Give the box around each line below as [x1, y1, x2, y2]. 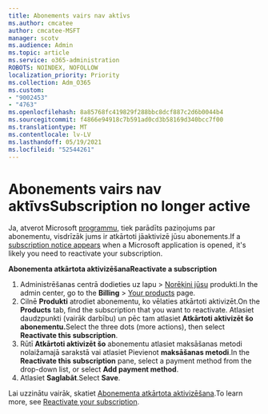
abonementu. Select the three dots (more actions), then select [19, 322, 226, 332]
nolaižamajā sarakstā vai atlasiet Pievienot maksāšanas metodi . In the [19, 348, 250, 357]
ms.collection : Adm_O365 [8, 78, 91, 86]
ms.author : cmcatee [8, 19, 74, 27]
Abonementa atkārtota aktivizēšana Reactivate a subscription [8, 265, 218, 274]
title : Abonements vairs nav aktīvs [8, 11, 130, 20]
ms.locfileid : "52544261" [8, 145, 94, 153]
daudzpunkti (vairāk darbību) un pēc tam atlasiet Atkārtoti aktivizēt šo [19, 313, 254, 324]
